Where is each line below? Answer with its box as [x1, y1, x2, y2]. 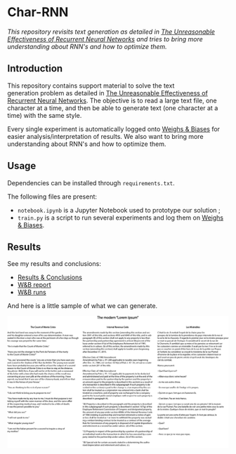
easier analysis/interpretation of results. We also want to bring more [7, 132, 204, 140]
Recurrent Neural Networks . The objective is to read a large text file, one [7, 96, 218, 105]
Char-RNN [7, 4, 69, 20]
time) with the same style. [7, 111, 82, 119]
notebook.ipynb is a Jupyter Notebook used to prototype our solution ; [17, 206, 221, 214]
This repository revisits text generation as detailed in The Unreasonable [7, 27, 216, 36]
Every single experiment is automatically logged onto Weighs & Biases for [7, 124, 220, 133]
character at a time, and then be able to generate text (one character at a [7, 103, 218, 112]
